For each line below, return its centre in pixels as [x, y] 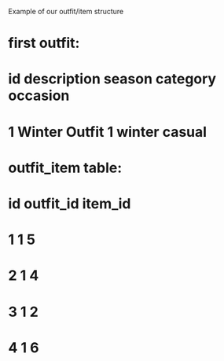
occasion [39, 96]
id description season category [112, 79]
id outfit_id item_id [70, 203]
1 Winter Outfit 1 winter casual [107, 132]
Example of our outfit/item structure [66, 11]
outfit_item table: [65, 168]
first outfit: [44, 43]
